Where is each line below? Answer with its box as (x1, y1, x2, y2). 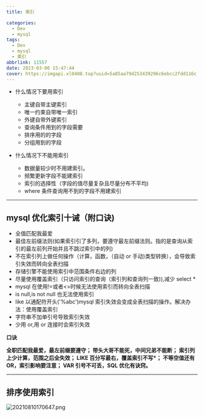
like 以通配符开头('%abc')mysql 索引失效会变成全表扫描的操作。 (15, 298, 175, 305)
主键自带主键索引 (24, 101, 67, 108)
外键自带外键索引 (24, 116, 67, 123)
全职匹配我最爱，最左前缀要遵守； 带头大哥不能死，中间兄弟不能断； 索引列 (6, 347, 195, 354)
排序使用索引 (6, 387, 55, 398)
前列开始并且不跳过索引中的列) (36, 245, 114, 253)
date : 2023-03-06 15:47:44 (6, 65, 75, 71)
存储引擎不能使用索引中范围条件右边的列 (15, 268, 117, 275)
